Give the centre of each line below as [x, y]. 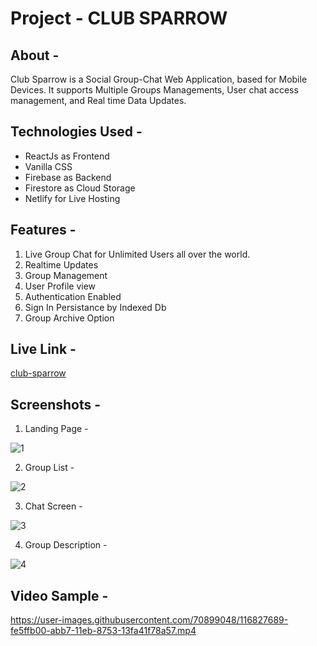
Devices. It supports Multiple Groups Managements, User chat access [154, 90]
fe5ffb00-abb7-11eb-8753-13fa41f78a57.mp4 [103, 631]
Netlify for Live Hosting [72, 198]
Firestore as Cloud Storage [80, 188]
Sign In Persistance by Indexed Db [95, 307]
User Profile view [60, 286]
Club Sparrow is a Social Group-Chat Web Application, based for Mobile [159, 79]
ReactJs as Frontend [67, 156]
